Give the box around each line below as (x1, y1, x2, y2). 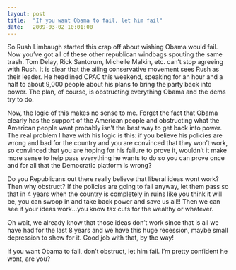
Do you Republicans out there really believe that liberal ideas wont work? (7, 175, 219, 183)
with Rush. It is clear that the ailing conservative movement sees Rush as (7, 65, 220, 74)
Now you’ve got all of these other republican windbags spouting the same (7, 50, 223, 59)
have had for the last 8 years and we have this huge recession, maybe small (7, 226, 228, 235)
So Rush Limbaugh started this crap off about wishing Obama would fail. (7, 43, 218, 51)
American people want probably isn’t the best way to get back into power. (7, 124, 223, 133)
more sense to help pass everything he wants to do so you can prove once (7, 154, 225, 162)
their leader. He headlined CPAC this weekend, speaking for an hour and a (7, 73, 223, 81)
